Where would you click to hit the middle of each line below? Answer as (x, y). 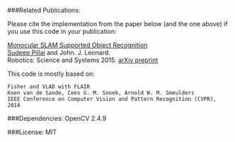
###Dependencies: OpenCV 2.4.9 (57, 118)
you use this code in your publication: (62, 31)
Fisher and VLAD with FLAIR (49, 87)
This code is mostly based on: (51, 74)
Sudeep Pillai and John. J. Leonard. (59, 53)
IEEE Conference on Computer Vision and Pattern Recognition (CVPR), (112, 99)
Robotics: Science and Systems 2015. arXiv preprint (83, 60)
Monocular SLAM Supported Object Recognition (78, 45)
